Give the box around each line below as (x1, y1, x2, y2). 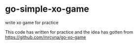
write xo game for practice (5, 20, 59, 25)
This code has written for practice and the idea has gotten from (5, 29, 134, 35)
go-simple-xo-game (5, 3, 89, 15)
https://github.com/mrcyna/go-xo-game (5, 34, 86, 40)
